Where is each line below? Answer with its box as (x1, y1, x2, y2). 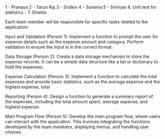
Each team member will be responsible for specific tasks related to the (5, 19, 148, 25)
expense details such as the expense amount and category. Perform (5, 39, 144, 45)
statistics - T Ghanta (5, 9, 47, 15)
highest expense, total (5, 84, 50, 90)
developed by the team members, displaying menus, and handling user (5, 124, 149, 130)
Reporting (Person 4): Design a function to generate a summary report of (5, 93, 154, 99)
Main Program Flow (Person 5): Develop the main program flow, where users (5, 113, 161, 119)
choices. (5, 129, 23, 135)
